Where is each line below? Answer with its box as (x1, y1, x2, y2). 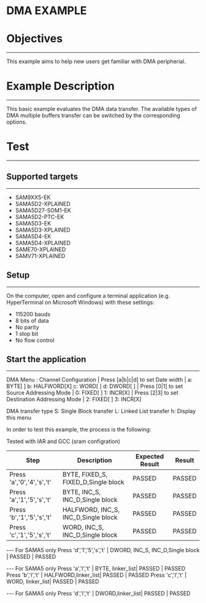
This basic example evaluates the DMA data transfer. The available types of (6, 105, 197, 113)
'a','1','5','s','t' (9, 496, 51, 504)
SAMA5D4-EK (15, 232, 51, 240)
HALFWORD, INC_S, (62, 506, 120, 514)
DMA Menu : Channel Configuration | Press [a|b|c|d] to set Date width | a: (6, 376, 193, 384)
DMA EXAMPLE (6, 4, 87, 18)
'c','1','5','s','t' (9, 531, 51, 539)
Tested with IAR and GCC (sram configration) (6, 438, 121, 445)
